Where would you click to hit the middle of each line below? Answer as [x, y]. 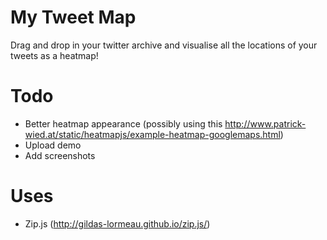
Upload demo [53, 145]
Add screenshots [60, 155]
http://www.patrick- [265, 123]
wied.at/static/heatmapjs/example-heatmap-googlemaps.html [152, 134]
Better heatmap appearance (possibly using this [123, 123]
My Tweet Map [73, 17]
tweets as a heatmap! [54, 55]
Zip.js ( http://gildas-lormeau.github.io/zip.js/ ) [117, 223]
